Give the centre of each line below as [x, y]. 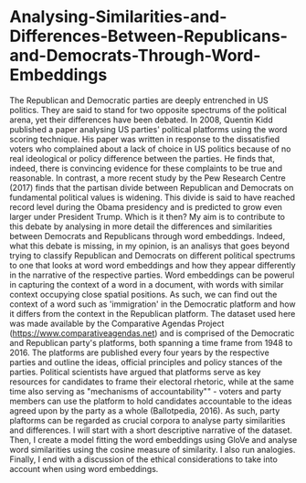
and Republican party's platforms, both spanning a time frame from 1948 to [151, 342]
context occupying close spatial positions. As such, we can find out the [143, 294]
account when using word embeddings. [84, 468]
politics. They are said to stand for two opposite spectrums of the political [148, 110]
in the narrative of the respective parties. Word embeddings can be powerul [152, 275]
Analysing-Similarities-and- [118, 17]
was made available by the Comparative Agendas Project [117, 323]
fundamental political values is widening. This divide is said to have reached [152, 197]
